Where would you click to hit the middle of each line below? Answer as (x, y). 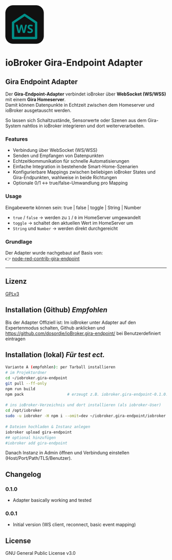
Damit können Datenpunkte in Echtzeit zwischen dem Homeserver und (80, 105)
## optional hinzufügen (31, 438)
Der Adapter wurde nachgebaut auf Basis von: (54, 253)
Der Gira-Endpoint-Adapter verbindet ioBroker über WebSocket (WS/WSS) (86, 94)
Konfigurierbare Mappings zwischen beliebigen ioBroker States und (84, 172)
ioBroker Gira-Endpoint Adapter (74, 63)
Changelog (23, 474)
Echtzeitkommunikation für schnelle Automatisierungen (71, 161)
